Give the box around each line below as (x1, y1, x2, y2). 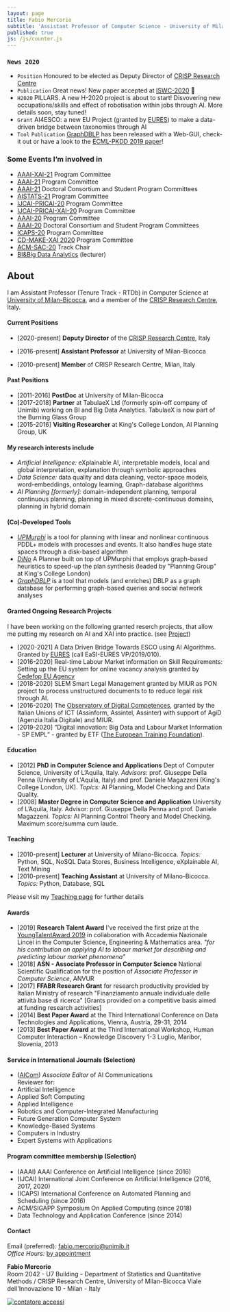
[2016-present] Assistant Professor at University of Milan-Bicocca (16, 347, 207, 355)
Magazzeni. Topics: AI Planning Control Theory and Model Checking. (16, 812, 212, 820)
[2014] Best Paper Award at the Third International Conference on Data (16, 1011, 218, 1019)
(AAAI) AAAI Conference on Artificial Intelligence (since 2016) (16, 1167, 192, 1176)
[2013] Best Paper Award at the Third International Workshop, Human (16, 1026, 214, 1034)
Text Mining (16, 865, 51, 873)
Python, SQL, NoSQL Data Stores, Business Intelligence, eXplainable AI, (16, 857, 219, 865)
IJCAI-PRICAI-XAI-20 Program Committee (16, 206, 136, 214)
